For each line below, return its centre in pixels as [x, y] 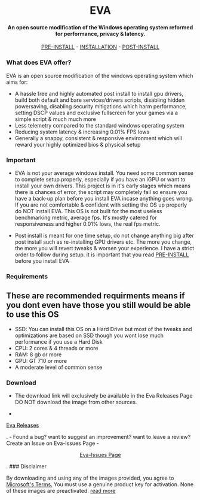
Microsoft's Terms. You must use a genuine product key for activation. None [100, 484]
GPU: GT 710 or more [41, 360]
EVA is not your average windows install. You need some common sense [104, 173]
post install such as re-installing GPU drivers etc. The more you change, [103, 242]
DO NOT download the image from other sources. [76, 402]
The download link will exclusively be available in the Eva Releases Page [104, 396]
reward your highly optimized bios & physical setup [78, 144]
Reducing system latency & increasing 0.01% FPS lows [82, 132]
